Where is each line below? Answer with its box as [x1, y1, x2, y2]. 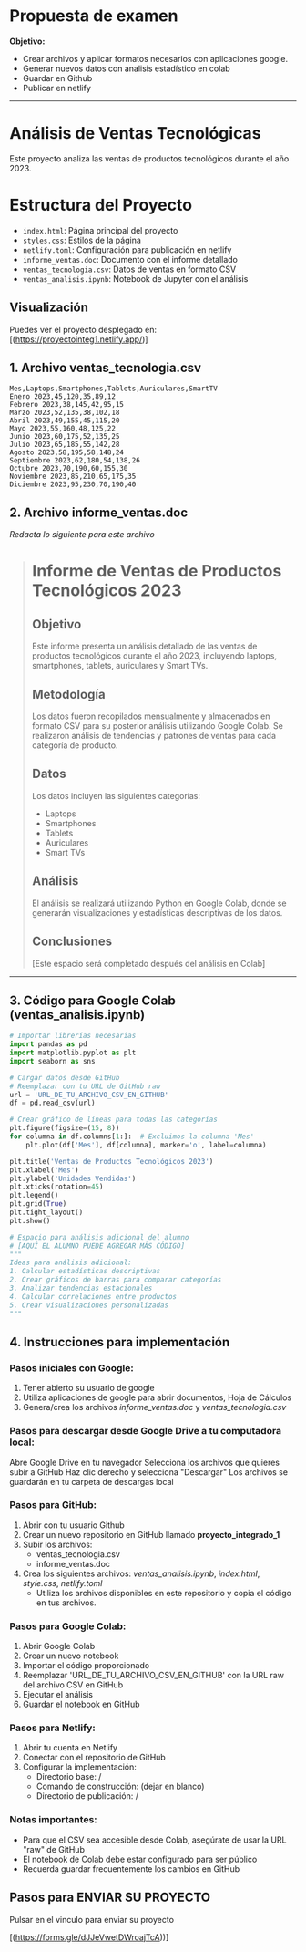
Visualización [9, 300, 88, 316]
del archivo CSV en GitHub [22, 1679, 124, 1690]
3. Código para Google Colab [9, 992, 176, 1008]
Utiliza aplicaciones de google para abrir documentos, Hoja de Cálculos [22, 1392, 292, 1403]
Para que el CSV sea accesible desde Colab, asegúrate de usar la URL [22, 1834, 287, 1845]
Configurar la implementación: [22, 1761, 137, 1772]
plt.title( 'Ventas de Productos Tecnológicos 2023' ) [9, 1157, 214, 1166]
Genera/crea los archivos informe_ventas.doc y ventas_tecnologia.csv [22, 1402, 287, 1413]
